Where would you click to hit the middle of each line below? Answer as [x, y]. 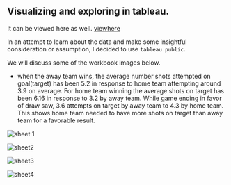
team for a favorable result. [56, 120]
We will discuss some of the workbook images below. [84, 63]
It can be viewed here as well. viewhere [64, 28]
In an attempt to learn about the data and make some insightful [97, 42]
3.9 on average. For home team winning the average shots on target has [121, 90]
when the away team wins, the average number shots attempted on [114, 76]
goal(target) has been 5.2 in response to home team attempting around [119, 83]
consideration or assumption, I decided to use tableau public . [96, 49]
